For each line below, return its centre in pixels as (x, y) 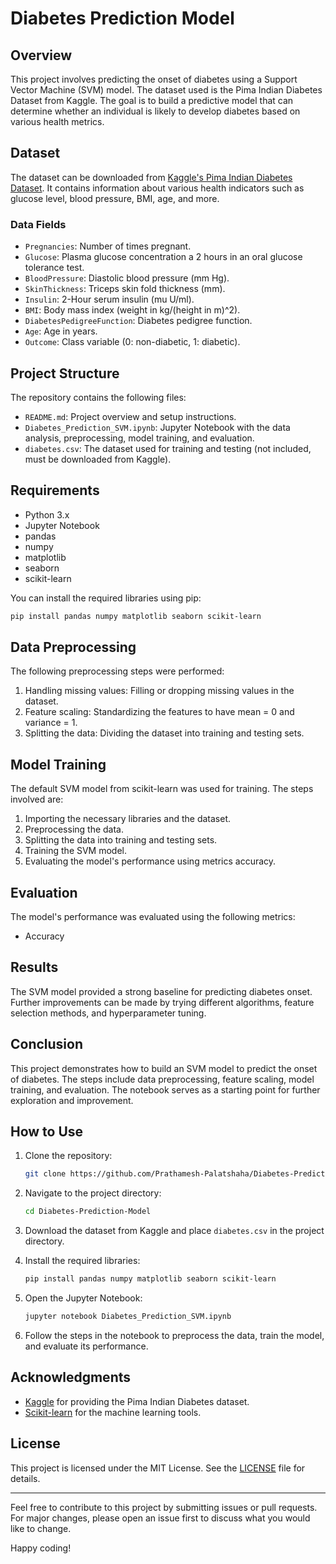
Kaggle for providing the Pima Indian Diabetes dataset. (137, 1401)
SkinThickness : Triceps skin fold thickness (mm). (125, 289)
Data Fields (38, 224)
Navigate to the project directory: (93, 1193)
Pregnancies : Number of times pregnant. (108, 246)
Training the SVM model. (76, 851)
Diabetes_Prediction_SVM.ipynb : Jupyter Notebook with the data (157, 427)
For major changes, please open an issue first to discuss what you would (160, 1518)
